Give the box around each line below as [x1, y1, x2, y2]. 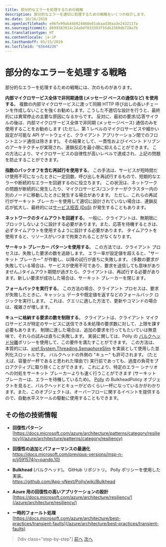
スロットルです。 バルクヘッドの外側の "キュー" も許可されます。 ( [13, 351, 149, 357]
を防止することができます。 [5, 156, 61, 162]
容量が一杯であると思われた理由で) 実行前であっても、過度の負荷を [18, 357, 155, 364]
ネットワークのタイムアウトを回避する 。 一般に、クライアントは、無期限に [5, 215, 158, 221]
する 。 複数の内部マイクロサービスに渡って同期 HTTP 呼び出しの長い [5, 101, 146, 107]
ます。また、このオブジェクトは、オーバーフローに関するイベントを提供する [5, 389, 161, 395]
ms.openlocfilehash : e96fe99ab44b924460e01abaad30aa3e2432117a [5, 21, 138, 26]
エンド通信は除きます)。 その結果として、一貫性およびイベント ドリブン [13, 138, 161, 144]
